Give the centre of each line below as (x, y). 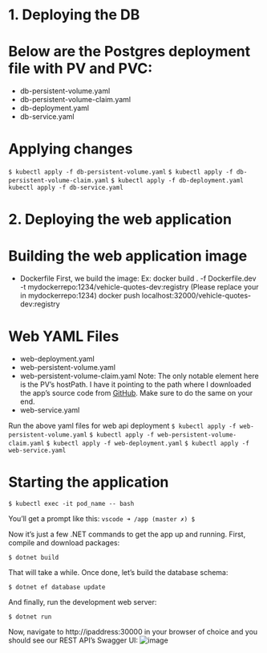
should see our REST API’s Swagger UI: (73, 640)
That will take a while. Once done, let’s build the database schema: (118, 573)
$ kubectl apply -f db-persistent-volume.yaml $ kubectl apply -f (121, 172)
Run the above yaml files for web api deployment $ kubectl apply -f (122, 426)
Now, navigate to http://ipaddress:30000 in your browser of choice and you (133, 632)
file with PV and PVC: (81, 69)
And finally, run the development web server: (83, 602)
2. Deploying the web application (120, 220)
